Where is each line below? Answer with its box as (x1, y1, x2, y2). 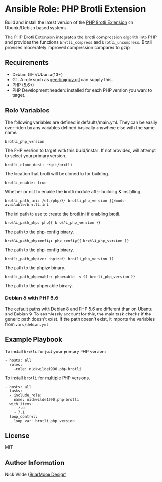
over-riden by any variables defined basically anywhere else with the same (5, 124, 155, 130)
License (5, 432, 30, 440)
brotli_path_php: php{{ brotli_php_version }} (5, 220, 101, 225)
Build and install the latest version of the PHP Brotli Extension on (5, 19, 133, 25)
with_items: (9, 401, 34, 406)
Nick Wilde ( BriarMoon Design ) (5, 471, 67, 478)
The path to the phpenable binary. (5, 282, 73, 288)
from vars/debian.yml (5, 321, 49, 327)
